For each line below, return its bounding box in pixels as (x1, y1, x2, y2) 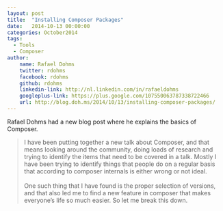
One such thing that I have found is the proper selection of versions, (23, 182, 216, 190)
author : (7, 55, 29, 61)
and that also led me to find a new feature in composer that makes (23, 188, 211, 197)
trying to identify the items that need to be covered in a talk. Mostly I (23, 152, 217, 160)
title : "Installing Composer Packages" (7, 16, 124, 23)
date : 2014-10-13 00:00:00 (7, 23, 90, 29)
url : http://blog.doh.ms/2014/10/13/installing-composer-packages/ (19, 99, 215, 106)
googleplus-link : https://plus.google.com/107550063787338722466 (19, 93, 210, 100)
